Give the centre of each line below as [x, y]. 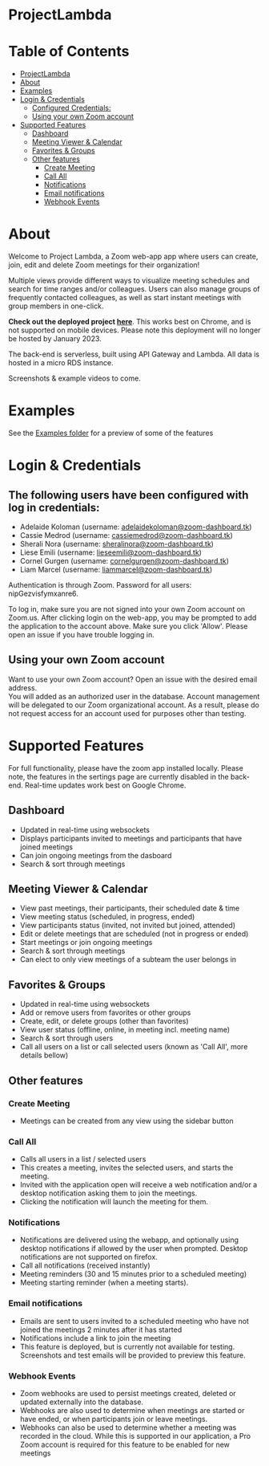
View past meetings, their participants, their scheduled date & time [130, 908]
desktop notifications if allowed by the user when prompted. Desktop [134, 1248]
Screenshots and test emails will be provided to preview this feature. [132, 1355]
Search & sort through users [66, 1038]
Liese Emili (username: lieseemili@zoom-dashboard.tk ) [111, 552]
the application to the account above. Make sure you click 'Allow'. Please [128, 626]
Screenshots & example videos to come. [75, 378]
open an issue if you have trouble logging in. [81, 635]
